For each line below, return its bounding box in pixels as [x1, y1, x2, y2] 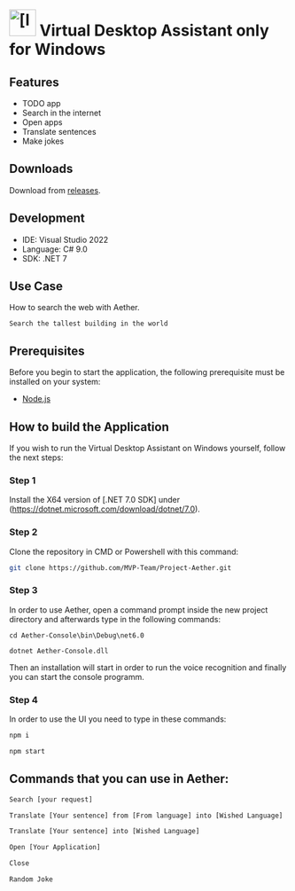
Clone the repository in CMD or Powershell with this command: [9, 546, 239, 557]
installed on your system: [9, 377, 101, 387]
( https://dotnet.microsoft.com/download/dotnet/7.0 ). [9, 504, 201, 514]
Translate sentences [21, 127, 97, 137]
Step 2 [9, 526, 38, 538]
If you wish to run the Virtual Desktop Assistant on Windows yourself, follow [9, 443, 286, 454]
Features [9, 74, 59, 90]
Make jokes [21, 136, 65, 146]
